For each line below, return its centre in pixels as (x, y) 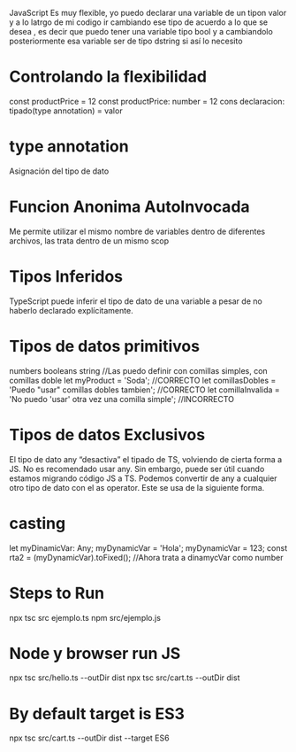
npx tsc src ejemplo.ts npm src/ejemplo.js (85, 617)
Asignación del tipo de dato (59, 171)
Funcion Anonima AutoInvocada (129, 207)
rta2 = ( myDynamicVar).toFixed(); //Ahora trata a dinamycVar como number (146, 557)
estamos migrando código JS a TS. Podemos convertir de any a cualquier (143, 478)
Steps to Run (57, 593)
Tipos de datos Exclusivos (107, 434)
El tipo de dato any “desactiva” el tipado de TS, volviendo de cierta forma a (146, 459)
